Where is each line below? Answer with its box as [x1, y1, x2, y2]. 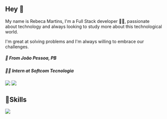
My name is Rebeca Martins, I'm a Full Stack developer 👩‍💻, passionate [5, 18, 150, 24]
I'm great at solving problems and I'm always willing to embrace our [5, 38, 144, 44]
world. [5, 28, 18, 35]
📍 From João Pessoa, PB [5, 55, 57, 61]
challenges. [5, 43, 29, 50]
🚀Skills [5, 95, 27, 104]
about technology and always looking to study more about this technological [5, 23, 162, 29]
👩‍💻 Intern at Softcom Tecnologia [5, 68, 74, 74]
